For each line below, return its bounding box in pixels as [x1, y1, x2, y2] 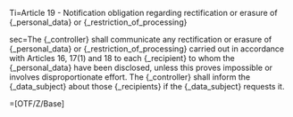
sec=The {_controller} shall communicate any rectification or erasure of [9, 35, 272, 44]
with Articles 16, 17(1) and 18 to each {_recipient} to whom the [9, 53, 235, 63]
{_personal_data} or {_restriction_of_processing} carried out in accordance [9, 43, 285, 54]
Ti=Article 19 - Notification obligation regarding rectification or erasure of [9, 8, 279, 18]
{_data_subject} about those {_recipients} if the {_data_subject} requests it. [9, 82, 285, 91]
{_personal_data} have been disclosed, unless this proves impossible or [9, 62, 273, 73]
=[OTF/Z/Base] [9, 98, 65, 109]
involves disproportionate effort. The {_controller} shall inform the [9, 72, 251, 82]
